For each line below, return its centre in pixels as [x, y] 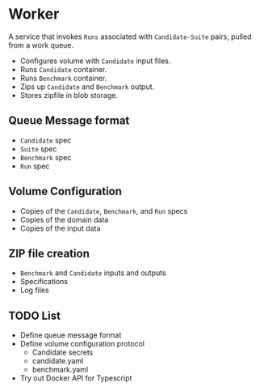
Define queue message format [71, 335]
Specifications [44, 282]
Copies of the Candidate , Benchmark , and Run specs [104, 210]
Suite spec [38, 149]
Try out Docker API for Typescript [76, 378]
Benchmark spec [46, 157]
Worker [34, 14]
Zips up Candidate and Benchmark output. [87, 87]
